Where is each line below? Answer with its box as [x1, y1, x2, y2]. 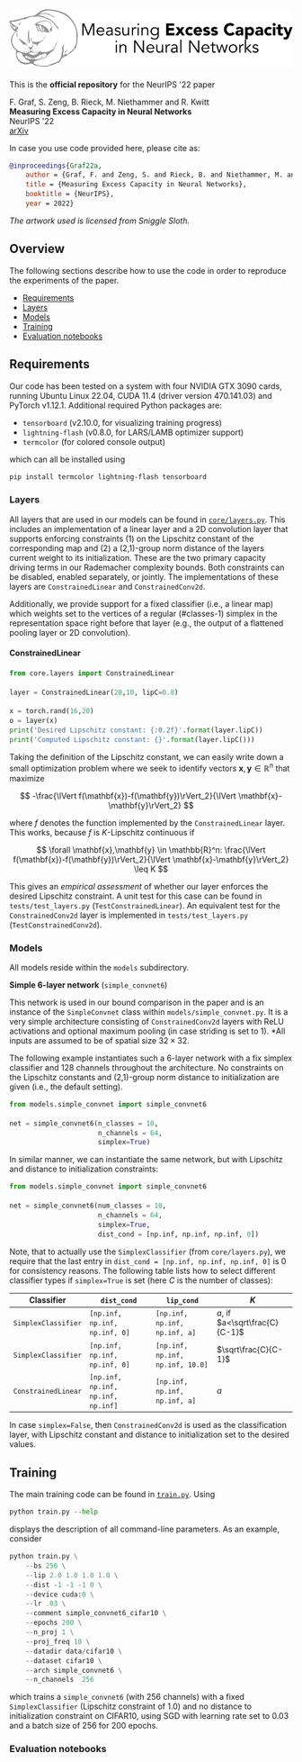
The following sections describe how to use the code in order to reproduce [9, 265, 287, 276]
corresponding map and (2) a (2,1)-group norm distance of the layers [9, 542, 265, 554]
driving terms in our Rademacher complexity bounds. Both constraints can [9, 562, 285, 573]
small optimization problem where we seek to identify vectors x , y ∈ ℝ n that [9, 761, 290, 773]
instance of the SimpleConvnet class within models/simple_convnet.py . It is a [9, 1006, 289, 1017]
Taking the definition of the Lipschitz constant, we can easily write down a [9, 751, 285, 762]
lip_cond [165, 1297, 200, 1306]
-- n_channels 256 [25, 1676, 94, 1685]
